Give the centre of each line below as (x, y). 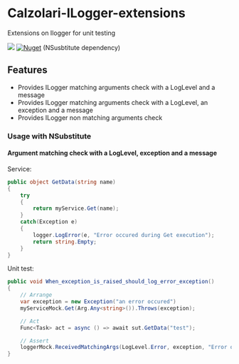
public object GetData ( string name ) (62, 182)
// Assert (35, 340)
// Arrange (36, 295)
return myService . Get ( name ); (76, 208)
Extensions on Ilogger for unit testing (62, 33)
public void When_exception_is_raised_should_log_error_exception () (111, 282)
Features (27, 70)
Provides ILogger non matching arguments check (90, 117)
